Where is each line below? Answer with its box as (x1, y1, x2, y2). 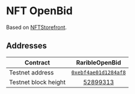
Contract (24, 58, 50, 66)
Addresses (6, 41, 47, 51)
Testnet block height (9, 78, 66, 86)
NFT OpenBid (6, 4, 73, 18)
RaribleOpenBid (75, 58, 121, 66)
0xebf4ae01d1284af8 (71, 69, 126, 76)
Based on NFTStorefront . (6, 24, 67, 31)
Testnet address (9, 68, 54, 76)
